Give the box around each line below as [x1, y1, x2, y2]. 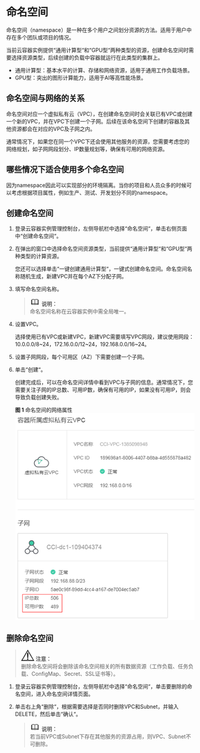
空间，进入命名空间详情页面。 [20, 690, 94, 697]
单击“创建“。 [14, 366, 47, 373]
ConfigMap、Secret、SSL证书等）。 [31, 670, 119, 678]
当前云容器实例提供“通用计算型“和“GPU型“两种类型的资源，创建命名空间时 [6, 46, 189, 54]
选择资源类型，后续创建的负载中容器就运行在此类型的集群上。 [11, 54, 163, 61]
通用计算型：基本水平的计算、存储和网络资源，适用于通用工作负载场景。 [14, 66, 193, 73]
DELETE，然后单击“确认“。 [14, 711, 82, 718]
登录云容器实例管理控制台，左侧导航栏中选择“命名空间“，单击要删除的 [14, 683, 187, 690]
